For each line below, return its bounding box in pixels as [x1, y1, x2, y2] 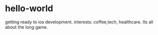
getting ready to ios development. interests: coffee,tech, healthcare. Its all [5, 19, 154, 25]
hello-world [5, 3, 54, 14]
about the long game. [5, 24, 48, 30]
